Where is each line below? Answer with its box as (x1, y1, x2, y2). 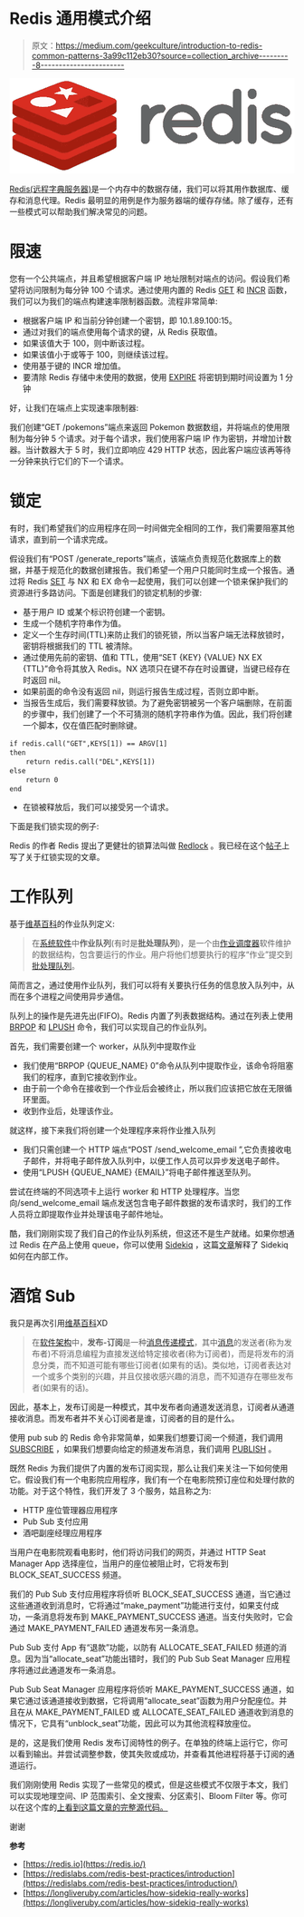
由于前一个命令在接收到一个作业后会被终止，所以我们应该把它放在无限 (22, 1083, 285, 1094)
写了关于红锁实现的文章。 (9, 852, 105, 863)
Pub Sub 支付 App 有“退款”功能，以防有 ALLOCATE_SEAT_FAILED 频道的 (9, 1642, 280, 1653)
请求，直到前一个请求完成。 (9, 534, 113, 545)
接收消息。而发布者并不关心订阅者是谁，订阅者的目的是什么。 (9, 1413, 240, 1424)
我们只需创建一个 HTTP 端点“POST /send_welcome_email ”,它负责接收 (22, 1144, 284, 1155)
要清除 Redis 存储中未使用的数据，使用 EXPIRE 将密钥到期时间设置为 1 (22, 372, 283, 383)
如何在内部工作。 (9, 1251, 73, 1262)
